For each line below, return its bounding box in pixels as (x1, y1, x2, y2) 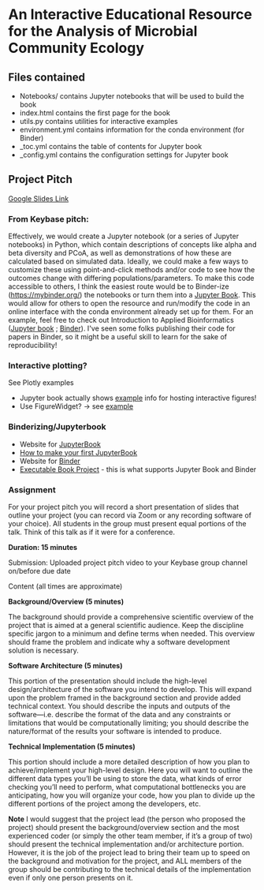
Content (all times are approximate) (8, 581, 123, 591)
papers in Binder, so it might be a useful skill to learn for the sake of (8, 332, 228, 342)
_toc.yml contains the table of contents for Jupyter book (19, 142, 203, 151)
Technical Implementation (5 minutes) (8, 742, 136, 751)
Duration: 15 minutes (8, 543, 77, 552)
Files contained (8, 70, 85, 84)
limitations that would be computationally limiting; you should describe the (8, 718, 250, 727)
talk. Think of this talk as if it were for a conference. (8, 527, 176, 537)
